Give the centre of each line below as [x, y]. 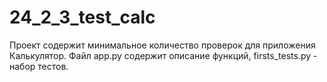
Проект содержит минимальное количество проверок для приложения [162, 45]
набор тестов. [39, 66]
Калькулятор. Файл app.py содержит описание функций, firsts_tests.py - [163, 55]
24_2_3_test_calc [82, 17]
